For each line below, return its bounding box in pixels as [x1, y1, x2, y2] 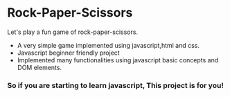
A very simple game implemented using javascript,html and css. [17, 41, 200, 49]
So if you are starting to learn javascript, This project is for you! [7, 80, 224, 90]
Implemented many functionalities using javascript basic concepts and [17, 55, 219, 64]
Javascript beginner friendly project [17, 48, 120, 57]
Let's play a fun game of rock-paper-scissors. [7, 28, 139, 36]
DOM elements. [17, 63, 62, 71]
